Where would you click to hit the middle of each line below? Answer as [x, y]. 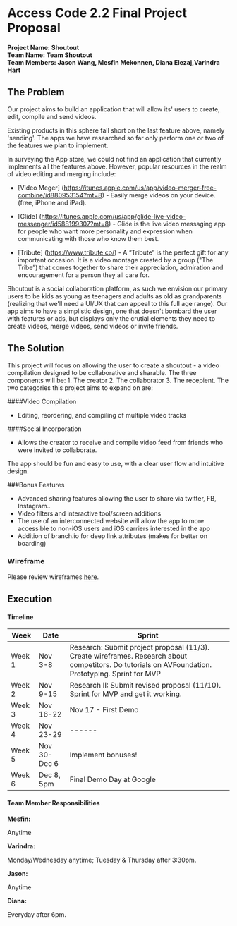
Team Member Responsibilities [54, 803]
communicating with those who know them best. [88, 238]
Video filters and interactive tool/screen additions [89, 513]
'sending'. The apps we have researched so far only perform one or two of [116, 138]
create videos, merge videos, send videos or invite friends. [93, 326]
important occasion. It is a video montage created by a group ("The [115, 260]
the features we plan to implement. [58, 145]
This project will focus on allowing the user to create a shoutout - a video [114, 365]
